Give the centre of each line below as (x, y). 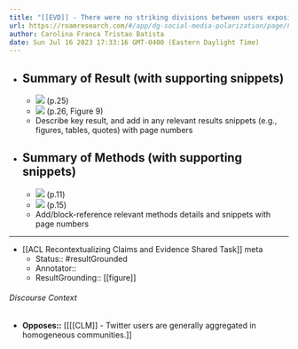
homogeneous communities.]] (77, 335)
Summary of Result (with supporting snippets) (153, 78)
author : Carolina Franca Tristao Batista (87, 34)
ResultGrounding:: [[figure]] (86, 277)
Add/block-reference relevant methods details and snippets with (153, 214)
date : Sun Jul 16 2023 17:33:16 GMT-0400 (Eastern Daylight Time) (134, 42)
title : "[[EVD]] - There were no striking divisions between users (137, 17)
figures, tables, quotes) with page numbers (114, 131)
